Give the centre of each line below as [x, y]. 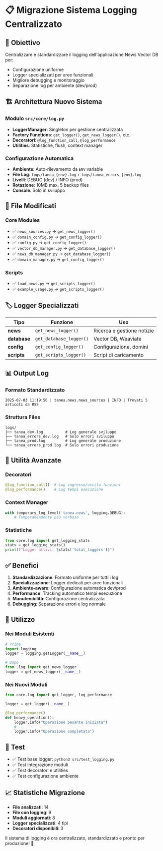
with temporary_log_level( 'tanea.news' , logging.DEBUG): [65, 513]
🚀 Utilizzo [20, 620]
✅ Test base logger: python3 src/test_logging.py [63, 759]
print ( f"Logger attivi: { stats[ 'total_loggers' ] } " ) [60, 550]
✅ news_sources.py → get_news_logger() [54, 231]
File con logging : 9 [32, 812]
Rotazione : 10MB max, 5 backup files [50, 185]
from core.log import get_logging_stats [48, 540]
